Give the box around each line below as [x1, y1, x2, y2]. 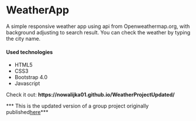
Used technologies [6, 48, 53, 55]
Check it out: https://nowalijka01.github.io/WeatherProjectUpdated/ [6, 91, 175, 98]
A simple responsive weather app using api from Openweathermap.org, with [6, 23, 190, 30]
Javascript [14, 80, 40, 87]
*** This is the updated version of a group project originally [6, 102, 149, 109]
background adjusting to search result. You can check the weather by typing [6, 29, 191, 35]
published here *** [6, 109, 49, 116]
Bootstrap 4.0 [14, 74, 48, 81]
